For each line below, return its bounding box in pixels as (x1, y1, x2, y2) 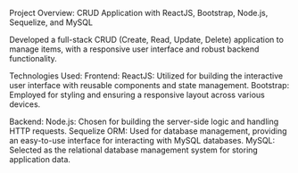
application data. (9, 154, 71, 164)
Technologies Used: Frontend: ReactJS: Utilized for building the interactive (9, 70, 284, 81)
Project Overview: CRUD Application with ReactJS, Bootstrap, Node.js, (9, 8, 269, 18)
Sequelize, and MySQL (9, 17, 94, 28)
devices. (9, 99, 41, 110)
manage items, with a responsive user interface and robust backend (9, 44, 260, 54)
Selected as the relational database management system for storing (9, 144, 259, 155)
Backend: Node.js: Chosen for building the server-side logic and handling (9, 116, 279, 127)
